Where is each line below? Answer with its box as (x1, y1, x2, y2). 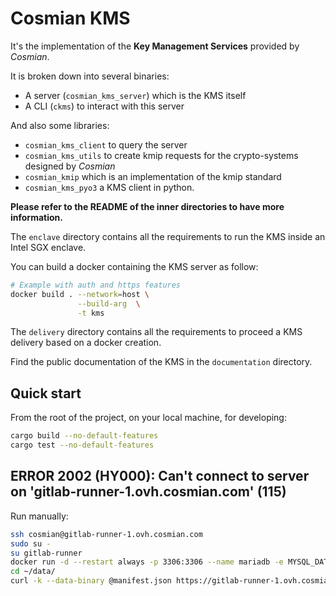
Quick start (10, 385, 82, 402)
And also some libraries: (10, 119, 110, 131)
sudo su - (10, 538, 52, 549)
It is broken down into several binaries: (10, 70, 170, 82)
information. (10, 211, 63, 223)
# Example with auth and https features (10, 280, 182, 290)
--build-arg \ (77, 298, 141, 309)
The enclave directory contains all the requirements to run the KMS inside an (10, 230, 326, 242)
